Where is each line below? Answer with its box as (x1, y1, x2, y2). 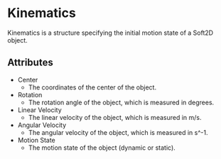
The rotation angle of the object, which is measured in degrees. (28, 98, 215, 106)
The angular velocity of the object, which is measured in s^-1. (28, 128, 208, 136)
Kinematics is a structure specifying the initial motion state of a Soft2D (7, 28, 214, 37)
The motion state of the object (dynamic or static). (28, 143, 176, 152)
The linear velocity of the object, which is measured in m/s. (28, 113, 202, 121)
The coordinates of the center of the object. (28, 83, 157, 92)
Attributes (7, 57, 53, 69)
